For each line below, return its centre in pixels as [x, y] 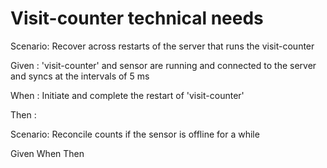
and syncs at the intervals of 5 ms [80, 76]
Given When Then [47, 153]
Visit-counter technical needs [137, 18]
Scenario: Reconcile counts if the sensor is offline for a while [135, 134]
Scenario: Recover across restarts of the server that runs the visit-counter [162, 46]
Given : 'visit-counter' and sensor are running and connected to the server [163, 65]
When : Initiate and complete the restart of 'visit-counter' [127, 95]
